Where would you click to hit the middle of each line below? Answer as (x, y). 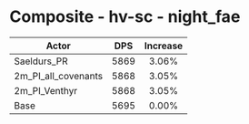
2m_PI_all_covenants (58, 76)
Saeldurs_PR (41, 61)
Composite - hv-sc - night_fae (125, 17)
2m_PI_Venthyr (46, 90)
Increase (164, 46)
